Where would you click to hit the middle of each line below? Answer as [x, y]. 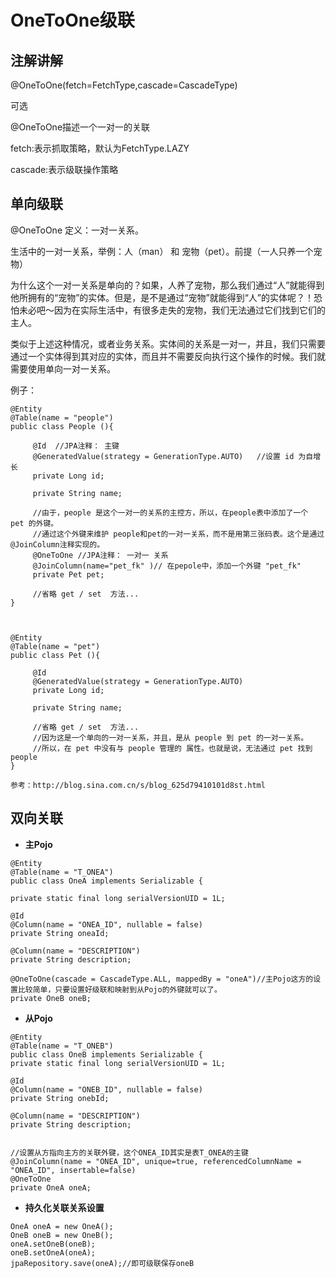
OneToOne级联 [72, 20]
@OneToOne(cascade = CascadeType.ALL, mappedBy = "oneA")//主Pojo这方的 [162, 979]
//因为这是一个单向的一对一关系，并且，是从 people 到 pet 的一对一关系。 [170, 737]
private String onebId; [60, 1098]
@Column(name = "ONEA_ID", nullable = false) [106, 924]
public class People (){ [62, 426]
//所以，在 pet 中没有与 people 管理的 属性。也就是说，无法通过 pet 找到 [172, 748]
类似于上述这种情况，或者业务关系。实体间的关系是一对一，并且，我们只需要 [168, 343]
